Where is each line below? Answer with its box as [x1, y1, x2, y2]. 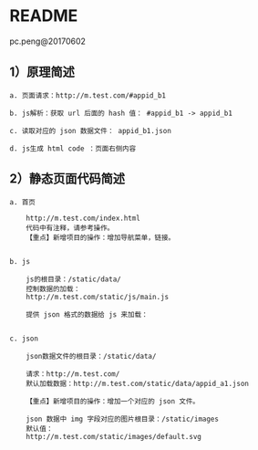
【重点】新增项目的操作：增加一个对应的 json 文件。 [26, 396, 201, 406]
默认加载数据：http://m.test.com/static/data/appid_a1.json [26, 379, 249, 388]
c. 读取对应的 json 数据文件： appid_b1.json [9, 126, 171, 135]
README [9, 5, 78, 26]
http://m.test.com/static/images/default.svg [26, 432, 202, 441]
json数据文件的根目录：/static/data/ [26, 351, 157, 361]
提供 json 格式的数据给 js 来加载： [26, 309, 149, 319]
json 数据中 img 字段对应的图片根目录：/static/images [26, 414, 219, 424]
